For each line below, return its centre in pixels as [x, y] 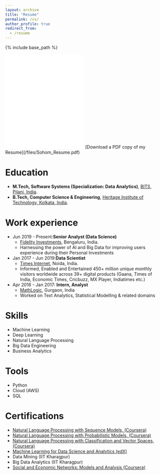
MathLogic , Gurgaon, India [47, 290]
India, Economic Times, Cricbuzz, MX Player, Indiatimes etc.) [82, 279]
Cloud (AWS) [26, 390]
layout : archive [22, 10]
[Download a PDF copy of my [115, 147]
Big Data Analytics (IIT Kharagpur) [47, 462]
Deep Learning [28, 335]
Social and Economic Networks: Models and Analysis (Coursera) [79, 467]
